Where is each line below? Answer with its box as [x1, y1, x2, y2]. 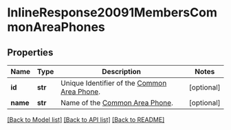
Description [102, 67, 142, 76]
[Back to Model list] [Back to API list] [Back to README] [7, 116, 165, 124]
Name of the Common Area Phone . [60, 98, 173, 107]
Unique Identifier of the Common [60, 79, 167, 88]
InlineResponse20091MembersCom [7, 5, 218, 21]
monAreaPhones [7, 19, 105, 35]
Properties [7, 47, 54, 58]
